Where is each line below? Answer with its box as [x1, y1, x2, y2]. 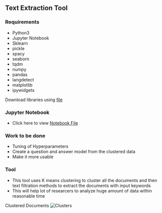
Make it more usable [12, 154, 54, 160]
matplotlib [12, 82, 33, 88]
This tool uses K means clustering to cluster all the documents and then [12, 177, 157, 183]
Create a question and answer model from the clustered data [12, 149, 136, 155]
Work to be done [5, 132, 46, 139]
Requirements [5, 19, 40, 26]
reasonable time [12, 193, 45, 199]
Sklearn [12, 40, 28, 46]
